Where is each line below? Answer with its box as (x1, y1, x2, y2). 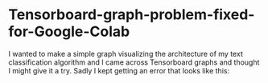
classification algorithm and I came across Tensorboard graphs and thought (8, 57, 260, 67)
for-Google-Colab (8, 22, 130, 41)
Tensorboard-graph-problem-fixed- (8, 6, 255, 24)
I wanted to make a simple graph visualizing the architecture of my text (8, 49, 243, 58)
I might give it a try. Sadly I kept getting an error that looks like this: (8, 65, 230, 75)
